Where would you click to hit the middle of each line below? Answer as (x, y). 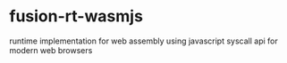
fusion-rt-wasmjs (76, 16)
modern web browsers (51, 50)
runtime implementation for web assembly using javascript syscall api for (144, 41)
